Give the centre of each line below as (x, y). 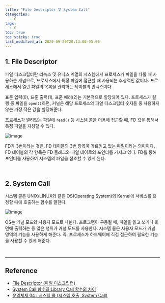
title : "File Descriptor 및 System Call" (47, 10)
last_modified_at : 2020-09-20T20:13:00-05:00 (52, 42)
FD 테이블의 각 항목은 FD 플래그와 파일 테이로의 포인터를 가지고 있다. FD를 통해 (81, 152)
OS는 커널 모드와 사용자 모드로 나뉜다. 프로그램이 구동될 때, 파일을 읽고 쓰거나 (79, 222)
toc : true (15, 33)
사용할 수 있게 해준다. (30, 241)
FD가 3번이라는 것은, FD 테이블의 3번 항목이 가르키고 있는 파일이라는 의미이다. (80, 146)
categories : (17, 14)
